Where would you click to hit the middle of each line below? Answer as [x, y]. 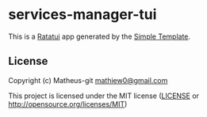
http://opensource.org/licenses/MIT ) [68, 104]
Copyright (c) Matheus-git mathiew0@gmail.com [88, 80]
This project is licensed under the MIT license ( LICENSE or [104, 96]
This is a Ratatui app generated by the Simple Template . [100, 36]
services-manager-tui [82, 15]
